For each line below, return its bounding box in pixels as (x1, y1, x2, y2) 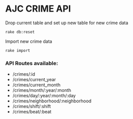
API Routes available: (5, 59, 58, 67)
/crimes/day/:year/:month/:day (12, 93, 76, 99)
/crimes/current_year (12, 77, 56, 83)
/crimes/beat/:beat (12, 109, 52, 115)
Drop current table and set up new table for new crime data (5, 20, 128, 26)
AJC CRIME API (5, 3, 72, 15)
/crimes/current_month (12, 82, 60, 88)
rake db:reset (5, 29, 35, 34)
